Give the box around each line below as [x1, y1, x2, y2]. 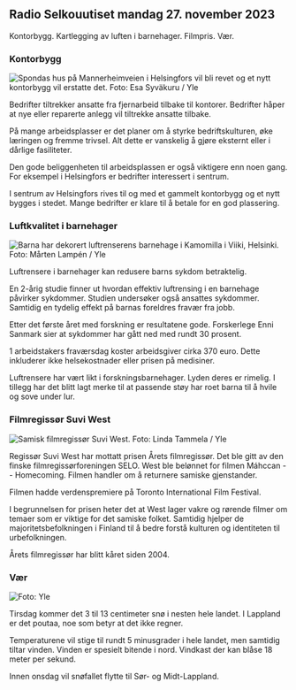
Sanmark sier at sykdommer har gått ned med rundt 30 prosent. [9, 329, 242, 340]
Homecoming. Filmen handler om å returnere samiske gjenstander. [14, 469, 258, 480]
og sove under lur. [9, 391, 75, 402]
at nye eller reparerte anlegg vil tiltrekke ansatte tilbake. [9, 109, 212, 119]
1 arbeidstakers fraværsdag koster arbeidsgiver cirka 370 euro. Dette [9, 346, 261, 356]
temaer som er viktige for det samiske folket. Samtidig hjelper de [9, 513, 245, 524]
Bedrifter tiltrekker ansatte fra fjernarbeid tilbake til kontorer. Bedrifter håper [9, 99, 285, 110]
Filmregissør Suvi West [9, 413, 111, 425]
